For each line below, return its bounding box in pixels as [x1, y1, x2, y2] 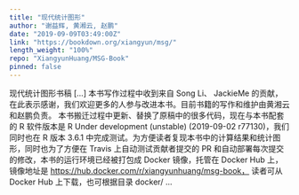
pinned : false [9, 63, 62, 72]
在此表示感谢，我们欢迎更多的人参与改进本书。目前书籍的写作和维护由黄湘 [9, 98, 282, 109]
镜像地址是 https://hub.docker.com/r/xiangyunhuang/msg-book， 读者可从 [9, 165, 283, 175]
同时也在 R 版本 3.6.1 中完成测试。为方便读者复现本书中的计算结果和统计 [9, 132, 273, 143]
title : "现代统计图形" [9, 12, 85, 22]
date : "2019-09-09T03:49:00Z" [9, 29, 122, 38]
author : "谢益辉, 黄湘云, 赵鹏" [9, 21, 118, 30]
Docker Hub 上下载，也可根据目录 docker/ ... [9, 176, 173, 187]
